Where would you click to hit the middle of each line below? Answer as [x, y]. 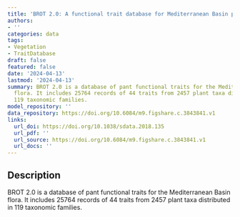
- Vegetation [27, 47]
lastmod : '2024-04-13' [41, 80]
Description [34, 175]
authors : [20, 21]
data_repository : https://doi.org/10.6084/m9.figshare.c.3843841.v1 [111, 113]
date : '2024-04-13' [36, 73]
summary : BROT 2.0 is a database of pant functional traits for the [111, 87]
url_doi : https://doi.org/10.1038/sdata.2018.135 [89, 126]
